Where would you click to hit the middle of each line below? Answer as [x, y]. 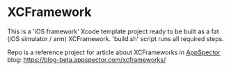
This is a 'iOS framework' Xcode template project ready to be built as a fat [113, 31]
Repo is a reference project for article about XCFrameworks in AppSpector [114, 52]
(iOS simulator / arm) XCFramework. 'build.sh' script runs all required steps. [115, 38]
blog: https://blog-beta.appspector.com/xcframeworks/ [87, 59]
